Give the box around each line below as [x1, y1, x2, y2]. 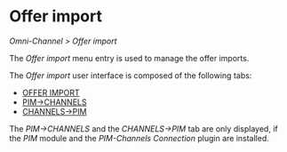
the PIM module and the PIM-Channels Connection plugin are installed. [9, 132, 269, 143]
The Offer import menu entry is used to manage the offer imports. [9, 52, 250, 63]
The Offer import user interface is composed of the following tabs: [9, 69, 252, 81]
